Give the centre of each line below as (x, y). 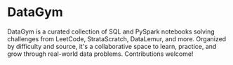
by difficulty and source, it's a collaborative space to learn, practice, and (112, 46)
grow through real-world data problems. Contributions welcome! (100, 54)
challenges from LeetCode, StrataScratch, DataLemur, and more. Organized (117, 38)
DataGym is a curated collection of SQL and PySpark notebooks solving (111, 31)
